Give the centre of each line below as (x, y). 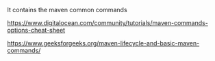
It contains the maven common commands (67, 10)
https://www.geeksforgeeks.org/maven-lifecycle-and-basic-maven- (103, 43)
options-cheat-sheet (36, 30)
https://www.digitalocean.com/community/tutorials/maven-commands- (108, 23)
